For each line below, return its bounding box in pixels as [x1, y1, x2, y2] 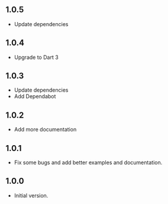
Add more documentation [14, 126, 77, 133]
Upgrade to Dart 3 [14, 54, 59, 61]
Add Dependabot [14, 93, 56, 100]
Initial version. [14, 192, 49, 199]
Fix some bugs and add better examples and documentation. [14, 159, 163, 166]
